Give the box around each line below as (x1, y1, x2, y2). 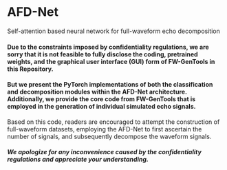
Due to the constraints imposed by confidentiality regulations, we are (7, 43, 210, 51)
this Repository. (7, 65, 54, 73)
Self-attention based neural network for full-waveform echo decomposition (7, 27, 220, 35)
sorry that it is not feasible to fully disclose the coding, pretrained (7, 50, 198, 59)
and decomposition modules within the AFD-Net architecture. (7, 87, 187, 96)
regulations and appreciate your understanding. (7, 156, 149, 164)
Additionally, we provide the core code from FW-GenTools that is (7, 95, 196, 103)
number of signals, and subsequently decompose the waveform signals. (7, 132, 212, 140)
